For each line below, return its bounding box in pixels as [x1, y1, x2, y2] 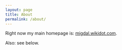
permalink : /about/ [5, 16, 46, 21]
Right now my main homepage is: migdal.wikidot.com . [5, 30, 117, 36]
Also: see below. [5, 40, 39, 46]
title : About [5, 12, 33, 17]
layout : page [5, 7, 33, 12]
